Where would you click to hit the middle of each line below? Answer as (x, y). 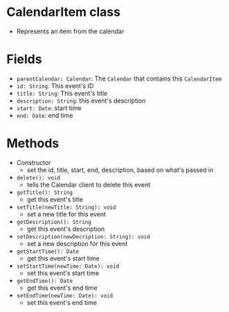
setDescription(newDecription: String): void (83, 236)
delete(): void (38, 177)
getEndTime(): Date (45, 281)
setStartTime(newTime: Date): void (68, 266)
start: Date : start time (49, 107)
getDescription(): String (54, 222)
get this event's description (66, 229)
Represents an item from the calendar (70, 31)
